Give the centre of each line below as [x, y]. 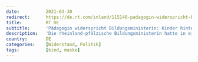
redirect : [18, 17]
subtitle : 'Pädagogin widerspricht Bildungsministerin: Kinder [92, 28]
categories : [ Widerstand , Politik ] [54, 45]
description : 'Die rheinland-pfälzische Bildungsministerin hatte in [96, 34]
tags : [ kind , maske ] [43, 50]
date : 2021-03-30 [39, 12]
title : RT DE [33, 22]
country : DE [29, 39]
